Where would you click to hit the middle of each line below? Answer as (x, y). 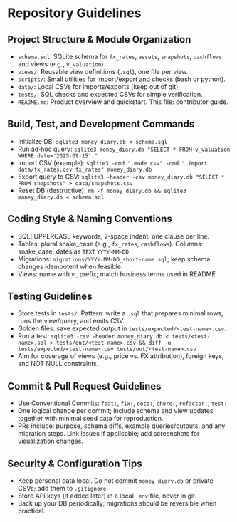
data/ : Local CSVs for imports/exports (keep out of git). (99, 87)
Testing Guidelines (50, 297)
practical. (31, 511)
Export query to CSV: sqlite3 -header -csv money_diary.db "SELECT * (121, 177)
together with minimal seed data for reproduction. (90, 419)
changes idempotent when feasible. (70, 266)
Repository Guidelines (74, 13)
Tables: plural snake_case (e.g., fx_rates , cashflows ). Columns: (110, 244)
